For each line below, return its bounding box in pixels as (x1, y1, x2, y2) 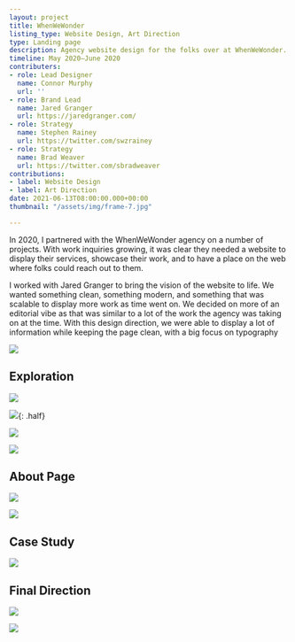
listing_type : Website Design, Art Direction (9, 29, 180, 38)
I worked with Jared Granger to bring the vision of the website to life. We (9, 280, 275, 290)
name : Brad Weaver (17, 152, 86, 162)
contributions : (9, 169, 66, 178)
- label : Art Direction (9, 186, 97, 195)
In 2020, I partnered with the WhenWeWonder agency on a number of (9, 234, 264, 244)
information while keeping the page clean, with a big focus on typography (9, 327, 279, 337)
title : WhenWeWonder (9, 21, 86, 30)
